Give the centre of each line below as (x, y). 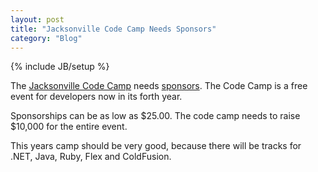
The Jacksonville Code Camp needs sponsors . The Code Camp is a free (159, 86)
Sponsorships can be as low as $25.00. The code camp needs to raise (155, 116)
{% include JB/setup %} (60, 67)
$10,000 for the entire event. (69, 127)
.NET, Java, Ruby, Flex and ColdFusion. (91, 157)
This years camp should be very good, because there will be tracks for (156, 146)
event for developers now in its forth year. (96, 97)
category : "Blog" (46, 38)
